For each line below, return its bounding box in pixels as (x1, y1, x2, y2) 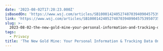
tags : (5, 30, 16, 34)
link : (5, 16, 16, 21)
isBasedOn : (5, 12, 27, 17)
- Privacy (9, 34, 29, 39)
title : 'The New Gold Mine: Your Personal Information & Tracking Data (5, 39, 153, 44)
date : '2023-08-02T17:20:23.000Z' (5, 7, 75, 12)
